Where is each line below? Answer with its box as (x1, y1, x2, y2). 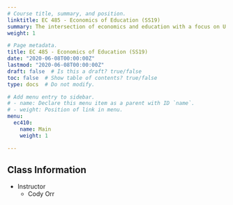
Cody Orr (27, 190, 55, 198)
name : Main (20, 126, 52, 133)
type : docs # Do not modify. (7, 81, 96, 88)
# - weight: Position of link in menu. (7, 106, 123, 113)
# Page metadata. (7, 42, 58, 49)
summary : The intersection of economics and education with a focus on (7, 23, 220, 30)
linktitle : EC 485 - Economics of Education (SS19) (7, 17, 160, 24)
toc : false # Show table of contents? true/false (7, 74, 158, 81)
